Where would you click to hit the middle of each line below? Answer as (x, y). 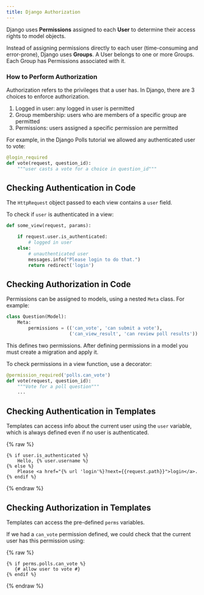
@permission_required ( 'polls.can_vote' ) (59, 375)
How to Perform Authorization (52, 77)
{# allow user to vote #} (47, 569)
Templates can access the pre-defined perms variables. (76, 522)
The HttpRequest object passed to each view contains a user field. (89, 203)
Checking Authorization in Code (69, 284)
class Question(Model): (37, 317)
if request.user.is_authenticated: (63, 237)
